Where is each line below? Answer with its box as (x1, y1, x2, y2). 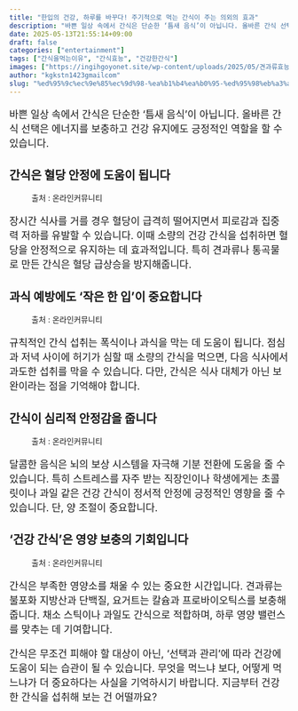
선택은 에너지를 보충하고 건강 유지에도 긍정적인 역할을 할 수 (20, 122, 283, 135)
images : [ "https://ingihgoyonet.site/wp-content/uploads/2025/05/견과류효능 (9, 63, 290, 72)
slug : (9, 79, 29, 88)
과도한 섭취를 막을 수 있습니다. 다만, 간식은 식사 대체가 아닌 (9, 365, 271, 379)
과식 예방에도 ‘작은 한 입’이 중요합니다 (9, 289, 202, 304)
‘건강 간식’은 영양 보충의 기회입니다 (9, 532, 189, 547)
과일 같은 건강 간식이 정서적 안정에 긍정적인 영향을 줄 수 (39, 487, 286, 500)
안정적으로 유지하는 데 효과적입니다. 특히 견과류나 (30, 244, 250, 257)
